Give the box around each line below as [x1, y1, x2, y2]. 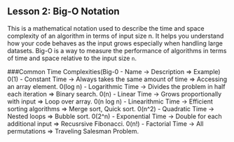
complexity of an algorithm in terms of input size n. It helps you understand [7, 31, 224, 40]
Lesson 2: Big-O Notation [7, 6, 121, 17]
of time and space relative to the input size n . [7, 54, 137, 62]
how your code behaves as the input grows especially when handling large [7, 38, 223, 48]
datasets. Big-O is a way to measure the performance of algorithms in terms [7, 46, 227, 55]
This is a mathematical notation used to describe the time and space [7, 24, 205, 32]
